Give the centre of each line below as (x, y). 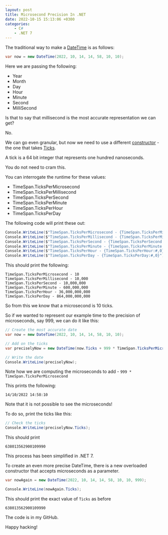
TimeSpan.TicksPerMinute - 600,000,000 (47, 288)
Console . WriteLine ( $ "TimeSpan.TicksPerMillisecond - (61, 237)
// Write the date (24, 357)
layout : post (19, 10)
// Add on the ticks (27, 344)
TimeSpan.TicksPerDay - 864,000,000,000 (48, 297)
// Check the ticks (25, 423)
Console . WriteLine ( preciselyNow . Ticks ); (48, 428)
